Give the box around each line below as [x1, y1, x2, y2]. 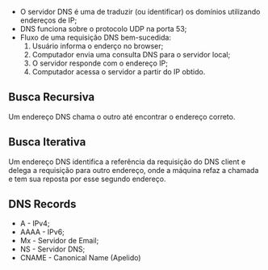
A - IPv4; [19, 218, 50, 229]
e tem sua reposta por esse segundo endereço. [8, 174, 166, 184]
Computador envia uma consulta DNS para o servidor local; [31, 50, 231, 59]
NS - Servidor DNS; [19, 244, 86, 254]
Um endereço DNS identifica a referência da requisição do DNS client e [8, 157, 246, 167]
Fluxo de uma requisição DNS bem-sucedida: [19, 32, 172, 42]
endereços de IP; [19, 15, 77, 25]
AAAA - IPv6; [19, 227, 65, 237]
